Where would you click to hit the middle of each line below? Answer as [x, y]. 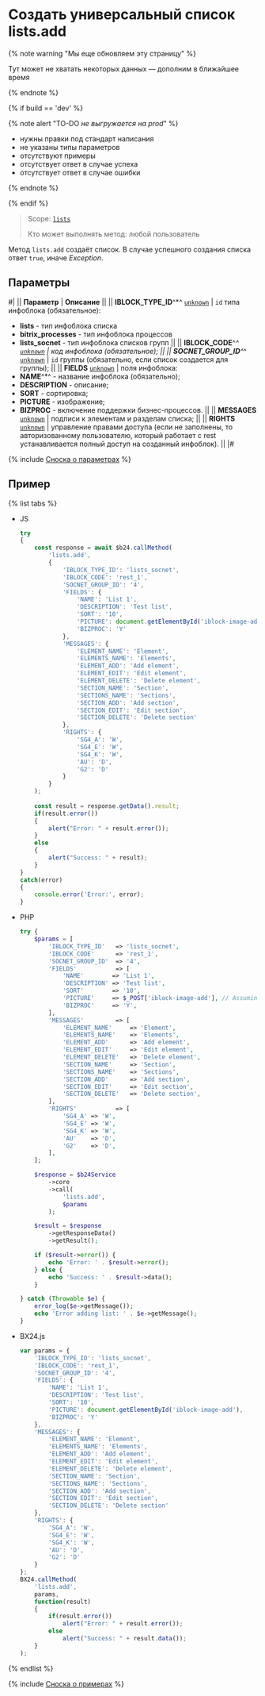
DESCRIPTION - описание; [64, 385]
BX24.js [32, 1336]
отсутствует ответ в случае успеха [79, 163]
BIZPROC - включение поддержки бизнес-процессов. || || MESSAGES [138, 410]
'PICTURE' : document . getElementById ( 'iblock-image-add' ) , [146, 1409]
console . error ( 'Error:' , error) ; [89, 894]
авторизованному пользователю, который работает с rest [118, 435]
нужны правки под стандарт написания [87, 138]
